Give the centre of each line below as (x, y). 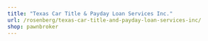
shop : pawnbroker (33, 26)
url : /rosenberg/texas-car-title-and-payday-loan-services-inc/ (104, 20)
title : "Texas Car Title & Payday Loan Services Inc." (90, 14)
